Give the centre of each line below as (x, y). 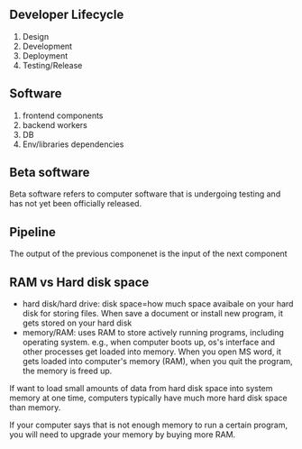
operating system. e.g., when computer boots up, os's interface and (149, 343)
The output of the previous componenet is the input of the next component (148, 254)
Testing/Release (52, 65)
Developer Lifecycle (67, 15)
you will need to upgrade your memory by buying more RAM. (123, 435)
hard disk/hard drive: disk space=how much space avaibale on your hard (158, 304)
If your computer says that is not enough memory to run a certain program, (149, 425)
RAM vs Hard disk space (79, 282)
